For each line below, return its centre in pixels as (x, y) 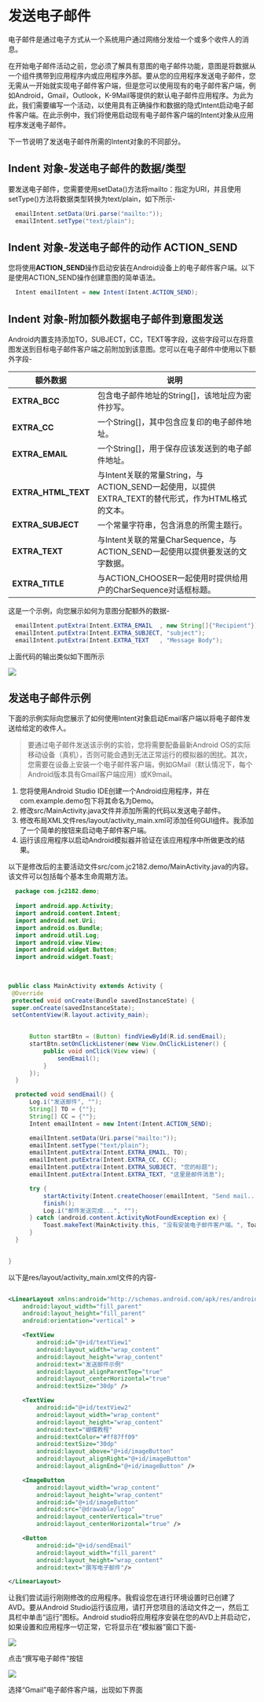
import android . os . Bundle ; (59, 928)
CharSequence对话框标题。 (164, 590)
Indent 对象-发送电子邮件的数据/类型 (97, 168)
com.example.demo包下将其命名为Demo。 (89, 801)
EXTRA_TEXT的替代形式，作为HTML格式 (172, 498)
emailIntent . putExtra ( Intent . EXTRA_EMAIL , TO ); (108, 1153)
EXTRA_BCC (36, 401)
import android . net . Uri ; (56, 921)
